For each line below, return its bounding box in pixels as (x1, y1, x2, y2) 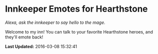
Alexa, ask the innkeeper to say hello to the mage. (5, 19, 105, 25)
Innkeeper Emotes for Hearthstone (5, 3, 148, 15)
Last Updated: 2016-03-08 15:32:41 (5, 43, 77, 49)
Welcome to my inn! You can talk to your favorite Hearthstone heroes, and (5, 29, 153, 35)
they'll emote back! (5, 34, 44, 40)
